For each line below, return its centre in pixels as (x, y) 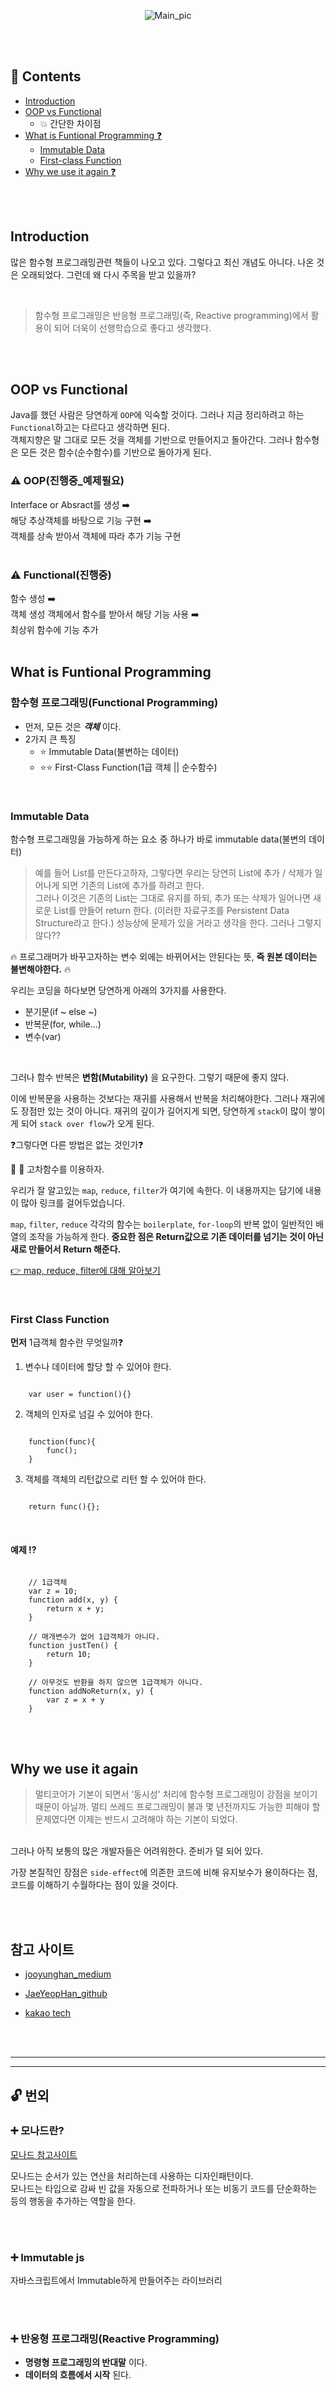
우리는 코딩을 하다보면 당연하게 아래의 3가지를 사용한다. (118, 991)
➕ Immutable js (47, 2257)
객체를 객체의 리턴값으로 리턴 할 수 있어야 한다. (115, 1479)
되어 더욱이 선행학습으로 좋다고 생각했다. (132, 327)
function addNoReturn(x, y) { (91, 1691)
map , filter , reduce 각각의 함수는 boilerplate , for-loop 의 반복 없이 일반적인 (162, 1224)
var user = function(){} (80, 1395)
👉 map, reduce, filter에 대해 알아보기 (85, 1271)
